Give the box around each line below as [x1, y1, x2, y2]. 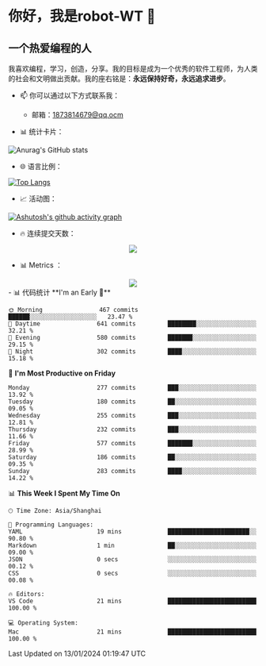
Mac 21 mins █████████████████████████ [8, 628, 257, 636]
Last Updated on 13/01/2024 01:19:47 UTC [8, 649, 146, 658]
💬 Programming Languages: [8, 521, 93, 529]
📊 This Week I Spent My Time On [8, 489, 120, 498]
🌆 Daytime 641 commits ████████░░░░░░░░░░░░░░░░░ [8, 320, 257, 328]
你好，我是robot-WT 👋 [8, 7, 156, 25]
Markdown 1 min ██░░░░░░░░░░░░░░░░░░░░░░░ [8, 541, 257, 549]
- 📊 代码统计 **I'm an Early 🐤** [8, 287, 111, 297]
